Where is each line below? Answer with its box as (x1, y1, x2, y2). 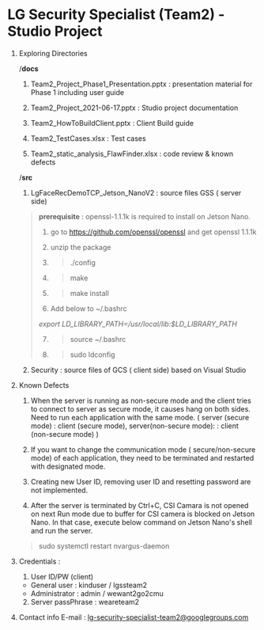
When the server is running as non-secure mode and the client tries (30, 396, 252, 405)
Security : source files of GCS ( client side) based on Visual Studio (30, 365, 247, 374)
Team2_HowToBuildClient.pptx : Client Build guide (30, 118, 194, 127)
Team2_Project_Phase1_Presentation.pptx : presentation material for (30, 79, 253, 89)
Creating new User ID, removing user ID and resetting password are (30, 476, 251, 486)
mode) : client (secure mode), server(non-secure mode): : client (30, 421, 239, 431)
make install (70, 288, 110, 298)
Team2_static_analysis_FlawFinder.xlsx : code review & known (30, 149, 234, 158)
